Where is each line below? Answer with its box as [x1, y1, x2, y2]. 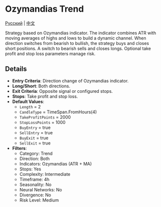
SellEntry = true [19, 129, 53, 135]
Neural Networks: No [19, 186, 62, 192]
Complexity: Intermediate [19, 171, 70, 177]
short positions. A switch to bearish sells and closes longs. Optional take [5, 45, 151, 51]
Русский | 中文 [5, 20, 35, 26]
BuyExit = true [19, 135, 49, 141]
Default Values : [12, 99, 45, 104]
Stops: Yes [19, 166, 42, 172]
